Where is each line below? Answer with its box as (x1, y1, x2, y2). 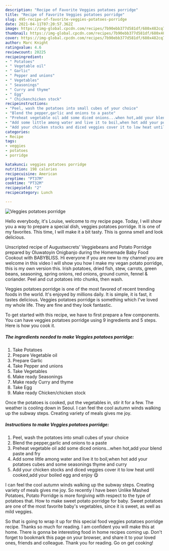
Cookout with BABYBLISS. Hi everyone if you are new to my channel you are (5, 254, 163, 260)
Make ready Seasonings (12, 373, 63, 379)
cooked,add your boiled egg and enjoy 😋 (12, 472, 99, 478)
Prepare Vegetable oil (12, 352, 58, 358)
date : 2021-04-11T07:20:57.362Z (5, 21, 73, 27)
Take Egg (12, 384, 32, 390)
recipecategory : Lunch (5, 190, 53, 195)
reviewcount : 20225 (5, 49, 46, 54)
